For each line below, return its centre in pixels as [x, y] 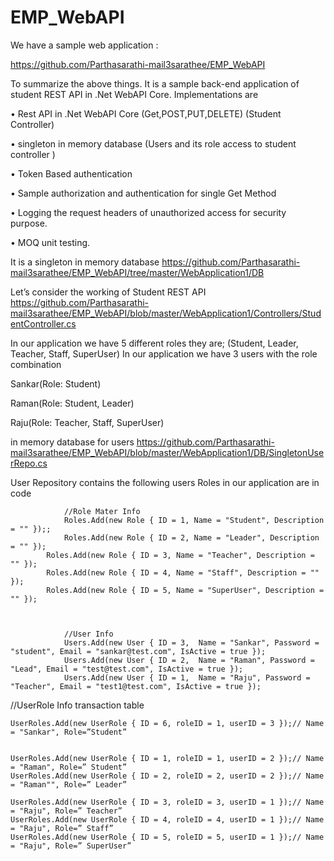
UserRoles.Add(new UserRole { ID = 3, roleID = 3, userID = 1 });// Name [167, 802]
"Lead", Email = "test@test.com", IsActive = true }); [127, 669]
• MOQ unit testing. [50, 242]
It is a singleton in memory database [85, 262]
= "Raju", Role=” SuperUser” [71, 846]
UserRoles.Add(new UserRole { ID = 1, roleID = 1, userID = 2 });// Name [167, 758]
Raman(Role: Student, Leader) [72, 403]
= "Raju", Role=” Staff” [62, 828]
